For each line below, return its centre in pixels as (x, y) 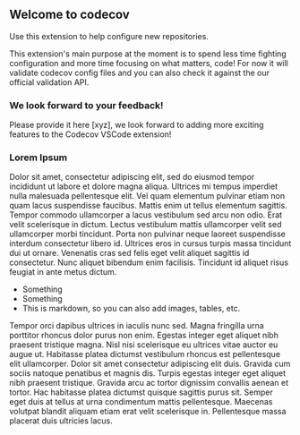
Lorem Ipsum (39, 158)
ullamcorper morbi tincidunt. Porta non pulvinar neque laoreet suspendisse (148, 234)
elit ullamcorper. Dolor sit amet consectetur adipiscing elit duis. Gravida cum (150, 364)
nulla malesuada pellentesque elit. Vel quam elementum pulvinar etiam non (147, 196)
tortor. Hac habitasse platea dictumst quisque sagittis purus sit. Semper (141, 392)
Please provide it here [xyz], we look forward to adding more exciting (137, 125)
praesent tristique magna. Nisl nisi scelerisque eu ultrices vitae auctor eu (144, 345)
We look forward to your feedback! (86, 105)
